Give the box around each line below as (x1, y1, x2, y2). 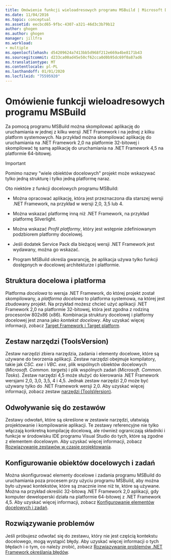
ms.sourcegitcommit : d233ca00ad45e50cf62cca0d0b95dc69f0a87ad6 (5, 54, 142, 60)
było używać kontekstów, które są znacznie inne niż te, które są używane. (5, 483, 160, 489)
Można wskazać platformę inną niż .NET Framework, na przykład (12, 210, 149, 216)
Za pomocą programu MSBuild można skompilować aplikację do (5, 123, 140, 129)
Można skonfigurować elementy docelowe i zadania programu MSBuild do (5, 472, 161, 479)
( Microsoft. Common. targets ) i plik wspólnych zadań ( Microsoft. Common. (5, 367, 162, 373)
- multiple (5, 45, 28, 50)
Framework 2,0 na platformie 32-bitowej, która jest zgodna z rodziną (5, 306, 149, 312)
